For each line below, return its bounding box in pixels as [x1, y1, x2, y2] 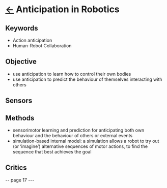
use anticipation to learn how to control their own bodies [12, 71, 131, 77]
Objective [5, 57, 37, 66]
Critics [5, 164, 27, 172]
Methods [5, 113, 35, 122]
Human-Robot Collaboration [12, 43, 72, 49]
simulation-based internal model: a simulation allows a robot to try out [12, 138, 159, 144]
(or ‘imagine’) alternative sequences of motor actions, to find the [12, 143, 148, 149]
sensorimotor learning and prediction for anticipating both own [12, 127, 145, 133]
